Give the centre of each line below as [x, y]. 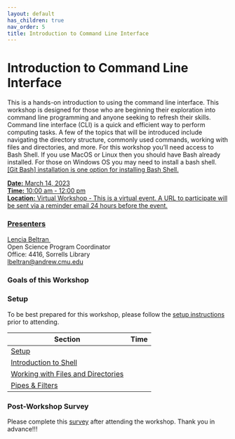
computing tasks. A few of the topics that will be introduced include [105, 132]
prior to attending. [33, 322]
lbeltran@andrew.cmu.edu [45, 262]
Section [67, 339]
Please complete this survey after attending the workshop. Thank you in [111, 421]
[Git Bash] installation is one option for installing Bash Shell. [93, 170]
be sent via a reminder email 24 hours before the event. [88, 206]
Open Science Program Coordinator [59, 247]
